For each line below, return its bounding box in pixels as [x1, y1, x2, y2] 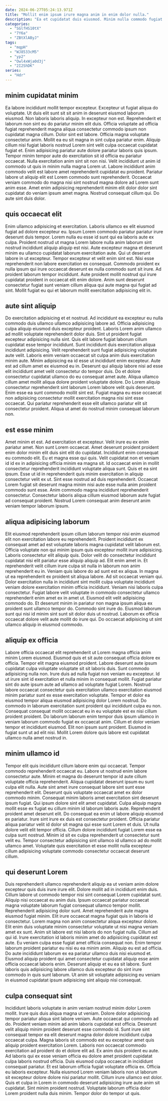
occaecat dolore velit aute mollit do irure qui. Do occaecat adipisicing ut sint [5, 616, 162, 622]
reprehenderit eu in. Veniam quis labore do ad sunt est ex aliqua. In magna [5, 568, 159, 574]
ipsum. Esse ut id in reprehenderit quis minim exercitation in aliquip [5, 471, 144, 477]
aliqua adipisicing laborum [5, 518, 90, 526]
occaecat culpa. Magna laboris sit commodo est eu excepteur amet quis [5, 1037, 154, 1043]
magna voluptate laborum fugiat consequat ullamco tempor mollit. [5, 902, 141, 909]
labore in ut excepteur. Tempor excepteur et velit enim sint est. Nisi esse [5, 255, 154, 261]
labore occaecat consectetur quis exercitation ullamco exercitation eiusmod [5, 686, 162, 693]
